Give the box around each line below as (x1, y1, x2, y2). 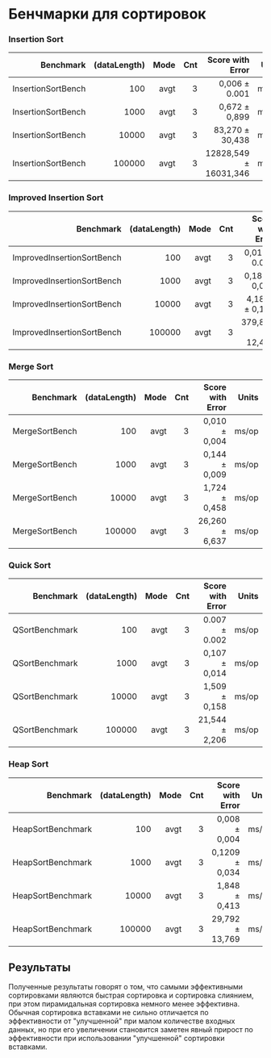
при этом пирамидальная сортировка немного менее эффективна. (8, 999, 240, 1009)
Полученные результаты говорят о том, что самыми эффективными (8, 982, 244, 992)
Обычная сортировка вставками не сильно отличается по (8, 1008, 209, 1018)
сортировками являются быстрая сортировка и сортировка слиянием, (8, 990, 254, 1001)
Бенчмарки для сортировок (8, 5, 206, 23)
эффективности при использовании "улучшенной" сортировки (8, 1034, 225, 1043)
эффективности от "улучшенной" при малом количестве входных (8, 1016, 236, 1026)
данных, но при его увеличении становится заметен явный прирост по (8, 1025, 254, 1035)
